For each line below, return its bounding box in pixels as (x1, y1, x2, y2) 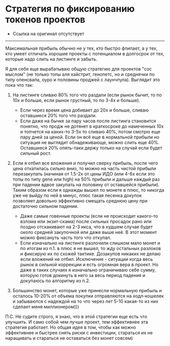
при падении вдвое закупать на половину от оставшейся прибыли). (12, 181, 160, 188)
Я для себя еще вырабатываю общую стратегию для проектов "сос (5, 65, 152, 72)
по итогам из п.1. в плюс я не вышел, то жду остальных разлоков (20, 245, 161, 251)
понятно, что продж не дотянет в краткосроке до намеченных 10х (20, 123, 164, 129)
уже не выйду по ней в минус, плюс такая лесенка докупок (12, 192, 142, 198)
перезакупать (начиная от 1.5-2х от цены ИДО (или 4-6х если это (12, 170, 155, 177)
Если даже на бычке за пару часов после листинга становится (20, 118, 156, 124)
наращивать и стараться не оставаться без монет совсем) (5, 335, 133, 341)
